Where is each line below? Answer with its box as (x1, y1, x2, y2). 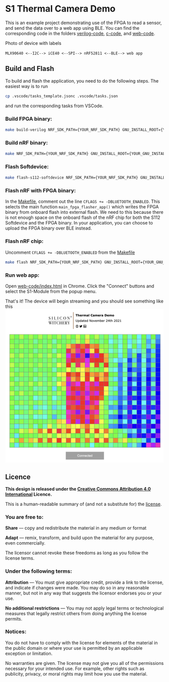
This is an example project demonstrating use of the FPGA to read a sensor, (5, 20, 162, 26)
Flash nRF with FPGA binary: (5, 187, 76, 194)
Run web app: (5, 271, 40, 278)
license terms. (5, 555, 35, 561)
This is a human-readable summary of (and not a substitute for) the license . (5, 501, 162, 507)
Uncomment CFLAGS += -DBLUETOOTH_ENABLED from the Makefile (5, 249, 135, 255)
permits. (5, 616, 23, 622)
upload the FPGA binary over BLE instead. (5, 225, 92, 232)
